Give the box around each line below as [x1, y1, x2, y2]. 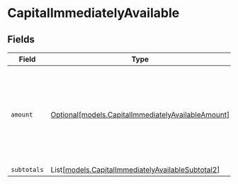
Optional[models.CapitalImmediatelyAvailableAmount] [50, 110, 230, 119]
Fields [7, 33, 35, 45]
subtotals [11, 166, 44, 173]
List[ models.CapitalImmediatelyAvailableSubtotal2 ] [50, 165, 220, 175]
